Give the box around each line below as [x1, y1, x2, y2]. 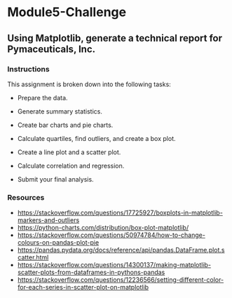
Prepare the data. [17, 93, 68, 102]
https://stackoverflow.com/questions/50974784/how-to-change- [17, 231, 205, 239]
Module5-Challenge [7, 4, 127, 20]
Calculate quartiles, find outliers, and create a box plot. [17, 134, 176, 142]
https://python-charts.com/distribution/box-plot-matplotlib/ [17, 224, 189, 232]
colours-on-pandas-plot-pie [17, 238, 100, 247]
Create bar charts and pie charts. [17, 121, 114, 129]
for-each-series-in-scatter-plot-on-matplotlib [17, 283, 149, 292]
